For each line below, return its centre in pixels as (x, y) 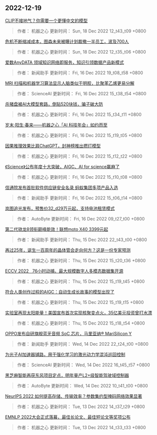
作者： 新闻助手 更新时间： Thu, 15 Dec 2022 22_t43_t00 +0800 (82, 240)
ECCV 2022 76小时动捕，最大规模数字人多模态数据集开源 (64, 271)
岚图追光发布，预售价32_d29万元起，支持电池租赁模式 (60, 208)
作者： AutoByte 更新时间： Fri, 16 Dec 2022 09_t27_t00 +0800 (81, 218)
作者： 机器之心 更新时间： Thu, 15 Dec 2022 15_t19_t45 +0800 (81, 281)
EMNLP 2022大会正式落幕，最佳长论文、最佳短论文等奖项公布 (68, 417)
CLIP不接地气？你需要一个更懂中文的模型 (46, 20)
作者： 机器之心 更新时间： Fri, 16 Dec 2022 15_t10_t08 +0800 (79, 177)
